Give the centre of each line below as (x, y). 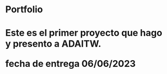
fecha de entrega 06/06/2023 (71, 64)
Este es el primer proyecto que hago (84, 33)
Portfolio (24, 10)
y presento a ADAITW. (53, 44)
